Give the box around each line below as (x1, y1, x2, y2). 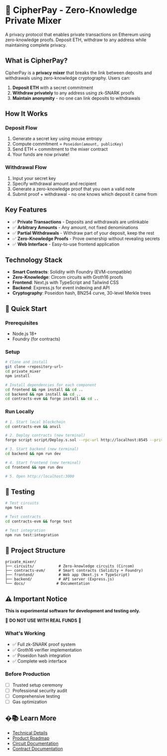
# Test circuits (5, 501, 39, 506)
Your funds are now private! (12, 152, 70, 158)
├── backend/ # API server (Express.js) (5, 577, 114, 582)
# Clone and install (5, 360, 48, 365)
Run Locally (5, 408, 34, 415)
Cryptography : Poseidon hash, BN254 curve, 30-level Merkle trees (12, 290, 151, 296)
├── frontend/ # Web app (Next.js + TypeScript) (5, 573, 130, 578)
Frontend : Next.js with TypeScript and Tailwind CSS (12, 279, 119, 285)
